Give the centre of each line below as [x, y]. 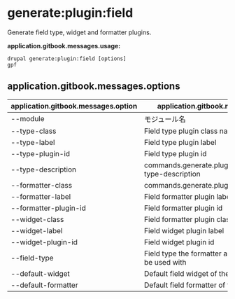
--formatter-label [41, 196]
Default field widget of [181, 273]
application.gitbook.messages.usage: [64, 46]
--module [28, 118]
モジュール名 [165, 119]
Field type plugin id [176, 153]
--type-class [34, 131]
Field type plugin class [181, 131]
